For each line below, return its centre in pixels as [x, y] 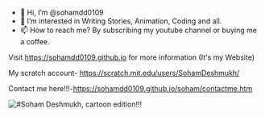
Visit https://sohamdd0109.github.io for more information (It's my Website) [132, 57]
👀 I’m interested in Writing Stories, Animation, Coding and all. [121, 21]
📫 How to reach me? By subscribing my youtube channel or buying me [139, 30]
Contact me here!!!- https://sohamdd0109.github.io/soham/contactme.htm [130, 88]
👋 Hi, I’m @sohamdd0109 [62, 13]
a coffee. [35, 42]
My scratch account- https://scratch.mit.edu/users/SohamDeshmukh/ [124, 73]
